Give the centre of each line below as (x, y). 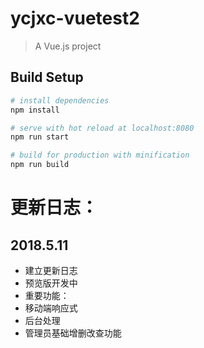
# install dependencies (60, 100)
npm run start (40, 137)
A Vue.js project (68, 46)
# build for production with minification (100, 155)
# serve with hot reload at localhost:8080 (102, 128)
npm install (35, 110)
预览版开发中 (51, 283)
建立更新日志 (51, 270)
